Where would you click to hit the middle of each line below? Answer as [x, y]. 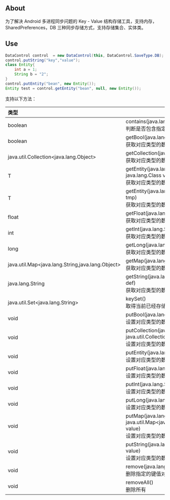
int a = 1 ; [26, 70]
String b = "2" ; [32, 74]
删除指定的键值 [143, 474]
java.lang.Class [144, 175]
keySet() [136, 298]
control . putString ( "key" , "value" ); [43, 60]
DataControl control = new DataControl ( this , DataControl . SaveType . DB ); [85, 55]
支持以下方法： [21, 99]
